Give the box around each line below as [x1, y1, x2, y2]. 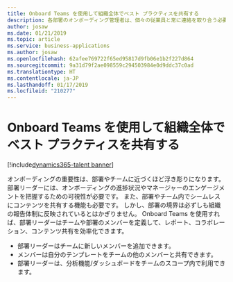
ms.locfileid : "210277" [7, 88, 76, 94]
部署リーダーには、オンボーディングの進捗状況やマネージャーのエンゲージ [7, 183, 219, 192]
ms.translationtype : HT [7, 68, 76, 75]
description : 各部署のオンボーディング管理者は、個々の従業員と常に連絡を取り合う [7, 17, 218, 24]
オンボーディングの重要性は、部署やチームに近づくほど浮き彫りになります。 [7, 175, 225, 183]
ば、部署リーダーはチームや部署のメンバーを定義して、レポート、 [7, 218, 196, 226]
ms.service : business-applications [7, 42, 110, 49]
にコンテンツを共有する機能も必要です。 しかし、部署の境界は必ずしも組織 [7, 201, 221, 209]
